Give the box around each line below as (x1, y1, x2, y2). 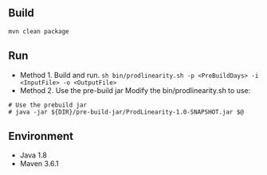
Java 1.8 (19, 150, 48, 160)
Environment (8, 130, 74, 143)
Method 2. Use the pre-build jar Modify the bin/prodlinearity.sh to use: (19, 85, 251, 95)
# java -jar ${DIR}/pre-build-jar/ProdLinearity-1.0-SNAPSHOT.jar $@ (8, 107, 245, 116)
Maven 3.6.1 (19, 159, 59, 169)
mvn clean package (8, 27, 69, 35)
